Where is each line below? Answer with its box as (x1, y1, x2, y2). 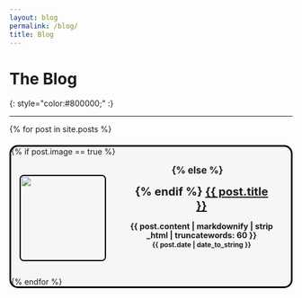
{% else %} (171, 164, 224, 177)
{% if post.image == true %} (11, 146, 116, 157)
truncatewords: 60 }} (174, 230, 258, 241)
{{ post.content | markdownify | (129, 221, 253, 232)
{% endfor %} (11, 276, 63, 287)
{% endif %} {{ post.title (134, 184, 269, 199)
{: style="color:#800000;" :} (9, 98, 114, 109)
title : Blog (9, 30, 54, 39)
